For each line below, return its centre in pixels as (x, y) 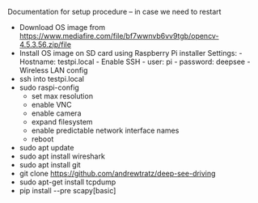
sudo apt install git (50, 165)
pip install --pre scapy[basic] (68, 190)
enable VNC (51, 105)
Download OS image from (62, 27)
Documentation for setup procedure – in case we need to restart (114, 12)
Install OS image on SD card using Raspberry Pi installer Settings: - (131, 53)
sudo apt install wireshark (62, 156)
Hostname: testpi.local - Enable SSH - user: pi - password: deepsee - (135, 61)
